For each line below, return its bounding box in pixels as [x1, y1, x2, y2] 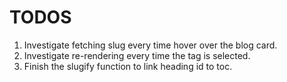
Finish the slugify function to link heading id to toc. [23, 60, 233, 72]
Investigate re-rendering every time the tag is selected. [23, 49, 251, 61]
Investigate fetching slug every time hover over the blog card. [23, 39, 278, 51]
